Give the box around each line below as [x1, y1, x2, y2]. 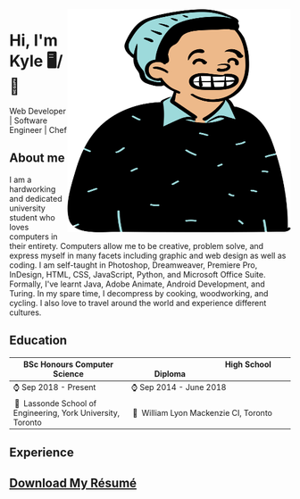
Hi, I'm [9, 30, 58, 51]
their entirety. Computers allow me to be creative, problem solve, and [9, 240, 264, 251]
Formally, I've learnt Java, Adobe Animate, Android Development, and [9, 279, 265, 289]
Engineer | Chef [9, 124, 67, 135]
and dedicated [9, 193, 62, 204]
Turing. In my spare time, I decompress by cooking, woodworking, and [9, 287, 269, 298]
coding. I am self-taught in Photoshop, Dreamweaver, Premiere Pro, [9, 259, 258, 270]
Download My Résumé [9, 475, 137, 490]
